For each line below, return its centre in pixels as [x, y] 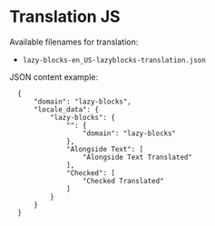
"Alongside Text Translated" [137, 157]
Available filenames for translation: [74, 42]
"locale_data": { [66, 109]
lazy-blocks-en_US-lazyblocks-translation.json [114, 60]
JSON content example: [54, 77]
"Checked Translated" [123, 181]
